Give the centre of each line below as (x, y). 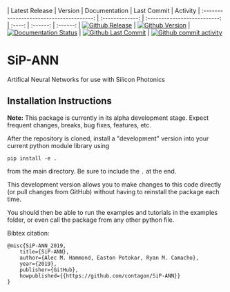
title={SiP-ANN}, (45, 251)
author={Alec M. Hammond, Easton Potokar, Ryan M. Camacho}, (109, 258)
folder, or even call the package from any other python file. (91, 220)
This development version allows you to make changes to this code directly (114, 184)
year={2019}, (38, 264)
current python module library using (58, 145)
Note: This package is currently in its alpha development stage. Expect (108, 118)
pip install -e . (32, 158)
